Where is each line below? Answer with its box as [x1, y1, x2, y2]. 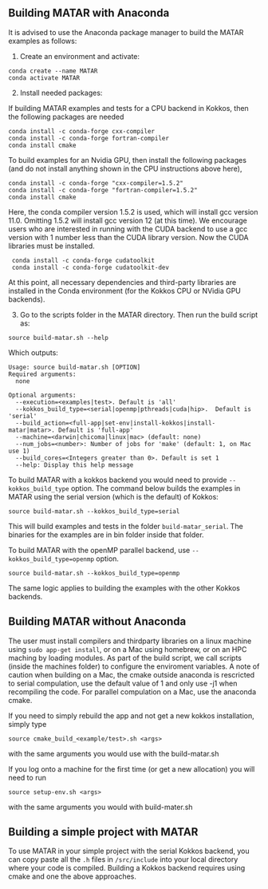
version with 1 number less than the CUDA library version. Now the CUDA [8, 232, 249, 242]
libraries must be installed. [8, 241, 96, 251]
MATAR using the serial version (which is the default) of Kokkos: [8, 492, 219, 501]
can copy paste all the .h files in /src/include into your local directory [8, 855, 238, 864]
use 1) [8, 447, 30, 455]
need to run [8, 772, 46, 782]
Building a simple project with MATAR [8, 825, 199, 839]
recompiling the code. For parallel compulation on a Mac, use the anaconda [8, 686, 257, 697]
